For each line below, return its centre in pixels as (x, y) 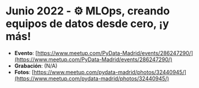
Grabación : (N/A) (36, 66)
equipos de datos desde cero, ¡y (87, 24)
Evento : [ (26, 53)
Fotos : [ (24, 72)
